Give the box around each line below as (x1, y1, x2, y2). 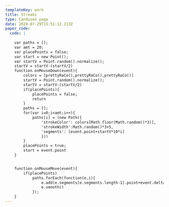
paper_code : (5, 26, 30, 31)
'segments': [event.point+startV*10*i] (41, 129, 125, 134)
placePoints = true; (23, 143, 66, 149)
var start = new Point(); (14, 54, 69, 59)
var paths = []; (14, 40, 49, 45)
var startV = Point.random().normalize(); (14, 59, 105, 64)
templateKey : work (5, 7, 44, 13)
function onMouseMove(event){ (14, 166, 78, 171)
